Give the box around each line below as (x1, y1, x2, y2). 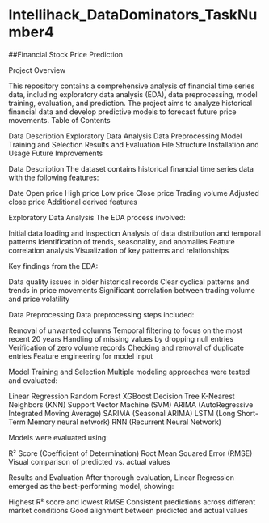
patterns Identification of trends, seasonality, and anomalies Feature (8, 236, 236, 246)
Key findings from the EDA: (8, 261, 99, 270)
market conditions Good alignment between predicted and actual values (8, 505, 249, 515)
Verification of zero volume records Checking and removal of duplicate (8, 342, 245, 352)
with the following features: (8, 172, 99, 182)
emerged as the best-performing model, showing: (8, 481, 174, 491)
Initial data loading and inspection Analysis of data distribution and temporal (8, 228, 261, 238)
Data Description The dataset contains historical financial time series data (8, 164, 254, 173)
